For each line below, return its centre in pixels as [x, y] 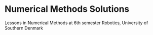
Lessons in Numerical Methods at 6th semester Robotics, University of [76, 23]
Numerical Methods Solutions [67, 9]
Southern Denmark [24, 28]
